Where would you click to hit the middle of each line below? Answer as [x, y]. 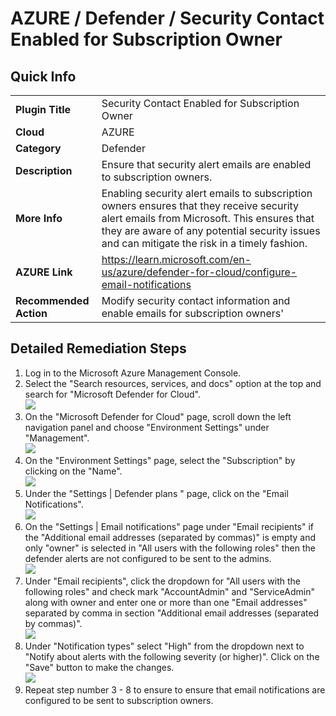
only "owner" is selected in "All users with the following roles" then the [170, 548]
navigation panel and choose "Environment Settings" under [147, 427]
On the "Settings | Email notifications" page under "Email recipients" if [169, 526]
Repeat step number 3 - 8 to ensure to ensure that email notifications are [175, 689]
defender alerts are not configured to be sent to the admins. [148, 558]
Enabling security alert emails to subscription [207, 193]
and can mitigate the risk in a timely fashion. [204, 243]
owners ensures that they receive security [200, 205]
